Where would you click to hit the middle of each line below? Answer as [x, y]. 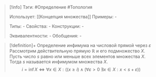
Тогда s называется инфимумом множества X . [58, 62]
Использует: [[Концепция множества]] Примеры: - [63, 17]
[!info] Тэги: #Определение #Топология [51, 7]
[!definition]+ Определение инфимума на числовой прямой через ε [80, 45]
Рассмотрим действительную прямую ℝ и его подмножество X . [77, 51]
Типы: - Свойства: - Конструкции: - [47, 26]
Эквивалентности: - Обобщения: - [45, 36]
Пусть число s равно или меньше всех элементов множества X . [78, 57]
